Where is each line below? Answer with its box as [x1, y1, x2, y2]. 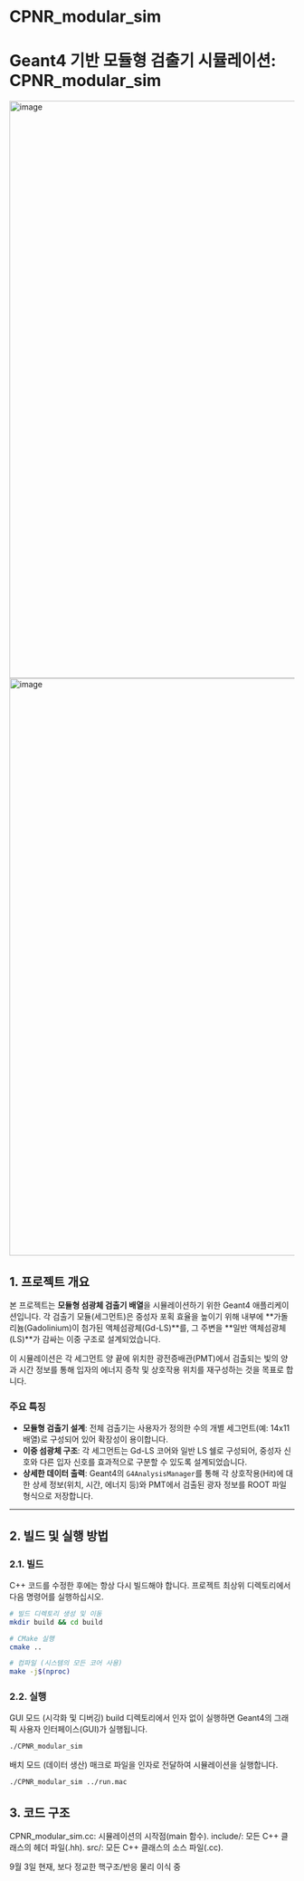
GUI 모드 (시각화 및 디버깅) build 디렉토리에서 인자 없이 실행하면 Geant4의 [9, 1713, 272, 1723]
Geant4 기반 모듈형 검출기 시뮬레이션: [9, 51, 277, 72]
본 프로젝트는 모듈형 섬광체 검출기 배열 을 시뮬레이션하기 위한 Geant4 [9, 1300, 251, 1310]
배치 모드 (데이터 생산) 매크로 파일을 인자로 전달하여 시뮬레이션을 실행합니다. [9, 1760, 279, 1771]
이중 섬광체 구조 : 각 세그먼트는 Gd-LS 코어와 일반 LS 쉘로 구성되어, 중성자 [22, 1445, 282, 1456]
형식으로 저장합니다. [22, 1491, 93, 1502]
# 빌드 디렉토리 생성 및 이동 [9, 1609, 102, 1618]
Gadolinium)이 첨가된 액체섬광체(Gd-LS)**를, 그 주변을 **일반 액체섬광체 [26, 1322, 287, 1333]
